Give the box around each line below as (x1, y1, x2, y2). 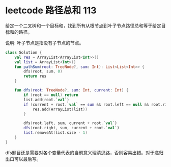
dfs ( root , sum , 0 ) (23, 69, 63, 74)
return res (23, 74, 47, 79)
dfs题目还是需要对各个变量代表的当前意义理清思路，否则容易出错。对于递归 (5, 149, 164, 156)
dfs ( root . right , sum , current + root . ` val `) (23, 126, 120, 131)
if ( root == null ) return (23, 92, 79, 98)
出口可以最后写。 (5, 156, 41, 162)
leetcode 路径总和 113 (5, 5, 97, 16)
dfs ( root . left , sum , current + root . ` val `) (23, 121, 117, 126)
